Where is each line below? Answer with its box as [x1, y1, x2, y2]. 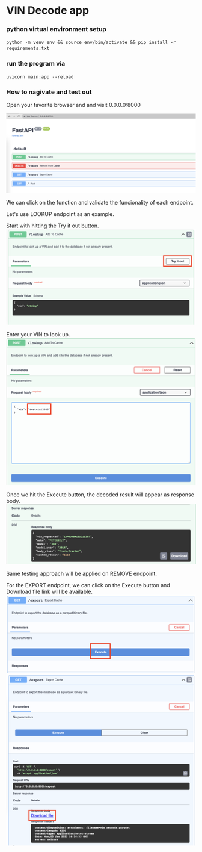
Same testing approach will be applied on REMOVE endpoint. [6, 570, 158, 577]
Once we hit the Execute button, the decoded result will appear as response [6, 491, 194, 498]
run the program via [6, 60, 66, 68]
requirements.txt [6, 46, 50, 52]
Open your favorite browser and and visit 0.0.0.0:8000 [6, 102, 141, 109]
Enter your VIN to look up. [6, 330, 70, 338]
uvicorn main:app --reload [6, 73, 74, 80]
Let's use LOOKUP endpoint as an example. [6, 210, 114, 217]
